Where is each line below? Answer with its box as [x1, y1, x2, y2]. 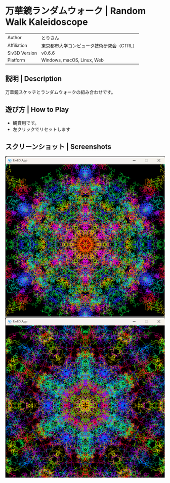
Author [7, 35, 22, 41]
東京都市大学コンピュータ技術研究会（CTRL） [41, 42, 138, 49]
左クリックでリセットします [12, 126, 71, 132]
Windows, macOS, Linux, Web [41, 57, 104, 63]
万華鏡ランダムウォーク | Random [5, 5, 146, 17]
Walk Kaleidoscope [5, 16, 88, 28]
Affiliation [7, 42, 28, 49]
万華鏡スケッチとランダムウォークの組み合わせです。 [5, 89, 116, 95]
